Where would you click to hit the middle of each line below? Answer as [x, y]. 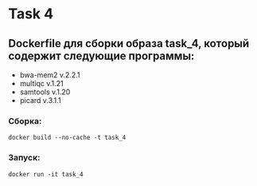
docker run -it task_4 [46, 174]
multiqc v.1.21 [41, 83]
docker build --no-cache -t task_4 [67, 138]
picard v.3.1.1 [40, 100]
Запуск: [24, 158]
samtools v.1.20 [45, 92]
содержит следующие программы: [101, 55]
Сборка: [25, 121]
